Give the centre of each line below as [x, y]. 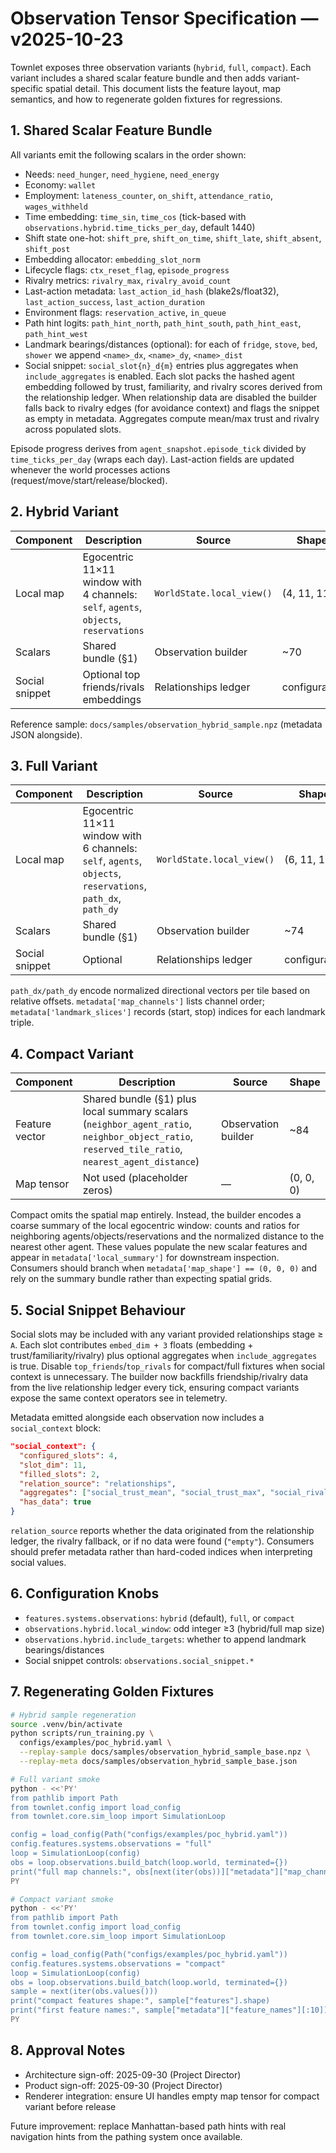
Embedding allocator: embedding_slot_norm [112, 259]
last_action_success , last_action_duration [114, 301]
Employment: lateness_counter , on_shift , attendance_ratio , [149, 195]
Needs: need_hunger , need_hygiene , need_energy [122, 174]
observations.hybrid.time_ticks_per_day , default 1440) [140, 227]
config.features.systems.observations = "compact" [118, 1963]
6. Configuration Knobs [85, 1593]
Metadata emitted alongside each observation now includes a [137, 1417]
